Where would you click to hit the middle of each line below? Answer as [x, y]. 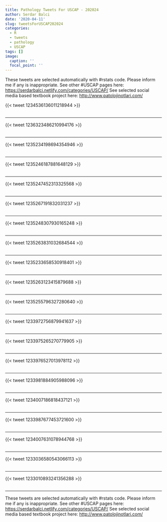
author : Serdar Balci [28, 14]
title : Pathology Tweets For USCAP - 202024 [52, 10]
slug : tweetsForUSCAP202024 [34, 24]
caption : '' [22, 61]
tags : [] [14, 51]
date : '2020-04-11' [25, 19]
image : [12, 56]
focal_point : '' [26, 65]
